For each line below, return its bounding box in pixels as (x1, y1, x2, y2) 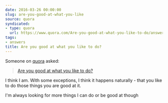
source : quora (5, 16, 35, 21)
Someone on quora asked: (5, 58, 59, 64)
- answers (5, 40, 26, 45)
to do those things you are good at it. (5, 83, 81, 89)
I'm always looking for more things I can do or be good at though (5, 92, 139, 98)
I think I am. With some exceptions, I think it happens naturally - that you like (5, 77, 162, 83)
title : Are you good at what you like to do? (5, 44, 101, 49)
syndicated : (5, 21, 30, 26)
